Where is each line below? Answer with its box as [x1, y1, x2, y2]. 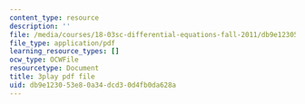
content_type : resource [9, 13, 100, 23]
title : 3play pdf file [9, 72, 95, 81]
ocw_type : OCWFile [9, 55, 79, 64]
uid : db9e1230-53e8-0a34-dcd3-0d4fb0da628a [9, 80, 177, 90]
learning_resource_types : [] [9, 47, 120, 56]
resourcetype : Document [9, 64, 100, 73]
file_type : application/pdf [9, 38, 116, 48]
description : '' [9, 22, 71, 31]
